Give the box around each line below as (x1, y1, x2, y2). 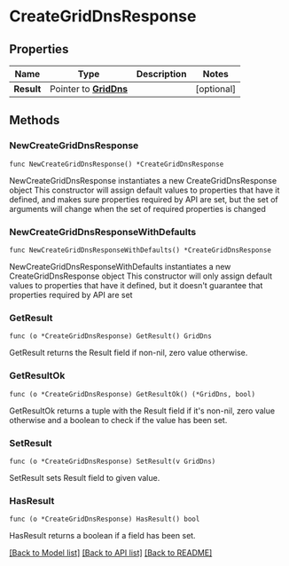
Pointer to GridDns (50, 83, 129, 95)
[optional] (194, 83, 237, 95)
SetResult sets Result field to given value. (9, 472, 160, 483)
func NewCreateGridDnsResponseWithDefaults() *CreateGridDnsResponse (9, 246, 272, 255)
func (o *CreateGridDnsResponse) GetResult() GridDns (9, 332, 213, 341)
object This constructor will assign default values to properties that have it (9, 185, 280, 195)
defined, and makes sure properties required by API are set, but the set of (9, 193, 279, 205)
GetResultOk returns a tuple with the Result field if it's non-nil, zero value (9, 405, 276, 416)
